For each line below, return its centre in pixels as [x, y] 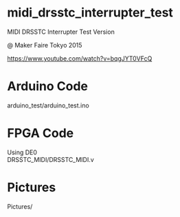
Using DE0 [22, 152]
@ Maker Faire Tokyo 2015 [45, 45]
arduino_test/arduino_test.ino [48, 105]
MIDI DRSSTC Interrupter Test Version [61, 32]
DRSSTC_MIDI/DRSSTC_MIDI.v [50, 159]
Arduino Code [47, 86]
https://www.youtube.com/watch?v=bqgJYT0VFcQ [80, 58]
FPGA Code [41, 133]
